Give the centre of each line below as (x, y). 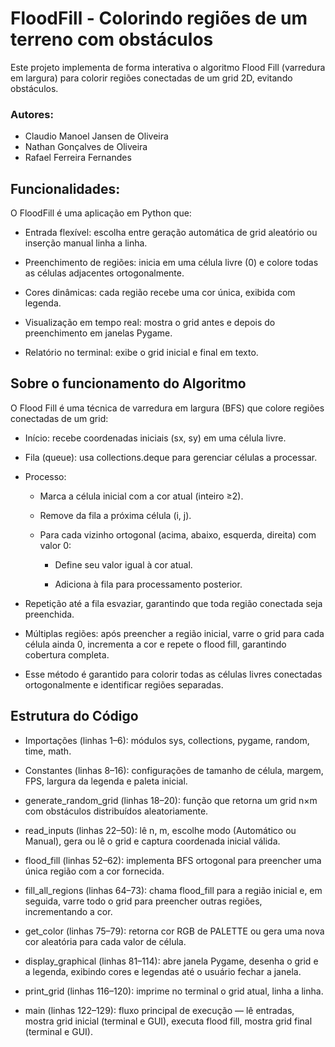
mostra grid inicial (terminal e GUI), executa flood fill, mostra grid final (168, 1021)
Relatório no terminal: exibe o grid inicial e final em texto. (141, 353)
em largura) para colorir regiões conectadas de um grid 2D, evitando (151, 78)
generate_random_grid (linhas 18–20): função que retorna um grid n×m (171, 800)
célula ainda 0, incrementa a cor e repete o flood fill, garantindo (155, 644)
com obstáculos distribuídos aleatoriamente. (116, 811)
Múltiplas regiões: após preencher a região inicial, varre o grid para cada (174, 633)
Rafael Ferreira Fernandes (78, 158)
